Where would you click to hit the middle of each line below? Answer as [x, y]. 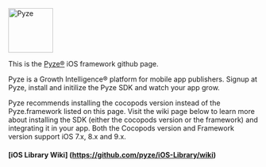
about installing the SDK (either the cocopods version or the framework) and [133, 120]
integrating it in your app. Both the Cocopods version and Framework [121, 128]
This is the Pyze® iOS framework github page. [83, 64]
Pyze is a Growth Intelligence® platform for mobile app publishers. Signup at [133, 79]
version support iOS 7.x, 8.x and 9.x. [67, 137]
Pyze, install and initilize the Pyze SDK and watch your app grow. [114, 87]
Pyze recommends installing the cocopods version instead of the [114, 103]
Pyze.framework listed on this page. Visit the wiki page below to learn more [132, 111]
